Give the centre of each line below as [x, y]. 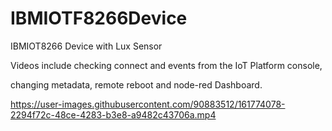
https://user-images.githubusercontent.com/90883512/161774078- [148, 104]
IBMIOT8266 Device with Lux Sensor [86, 46]
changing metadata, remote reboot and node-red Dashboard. [136, 84]
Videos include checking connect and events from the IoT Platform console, [166, 65]
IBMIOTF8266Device [99, 18]
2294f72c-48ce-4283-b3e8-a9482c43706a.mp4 [113, 114]
